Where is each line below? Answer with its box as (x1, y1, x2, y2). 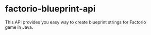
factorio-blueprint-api (5, 3, 96, 14)
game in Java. (5, 24, 33, 30)
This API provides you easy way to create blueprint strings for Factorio (5, 19, 147, 25)
